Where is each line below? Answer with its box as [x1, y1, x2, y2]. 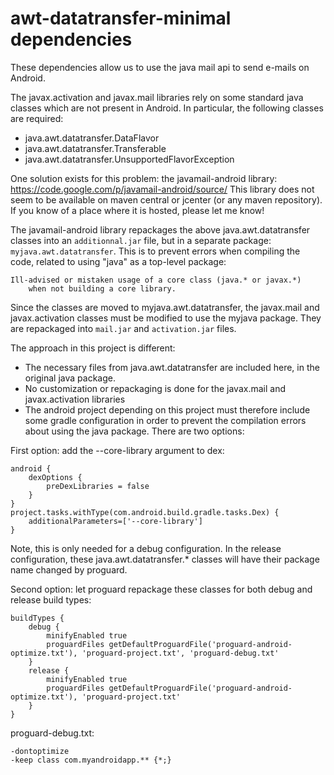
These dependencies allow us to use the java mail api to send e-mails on [10, 61, 310, 73]
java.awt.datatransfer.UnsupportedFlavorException [24, 153, 235, 165]
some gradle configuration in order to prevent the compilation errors [24, 414, 307, 426]
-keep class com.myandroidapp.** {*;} [10, 755, 172, 765]
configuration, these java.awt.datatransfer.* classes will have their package [10, 553, 320, 565]
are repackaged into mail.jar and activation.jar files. [10, 322, 237, 334]
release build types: [10, 593, 92, 606]
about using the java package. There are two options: [24, 425, 245, 437]
